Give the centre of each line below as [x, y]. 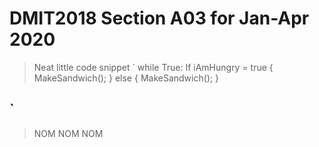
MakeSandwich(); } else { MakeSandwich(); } [126, 78]
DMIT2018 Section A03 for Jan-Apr [159, 18]
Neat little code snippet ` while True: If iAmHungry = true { [153, 67]
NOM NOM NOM [68, 133]
